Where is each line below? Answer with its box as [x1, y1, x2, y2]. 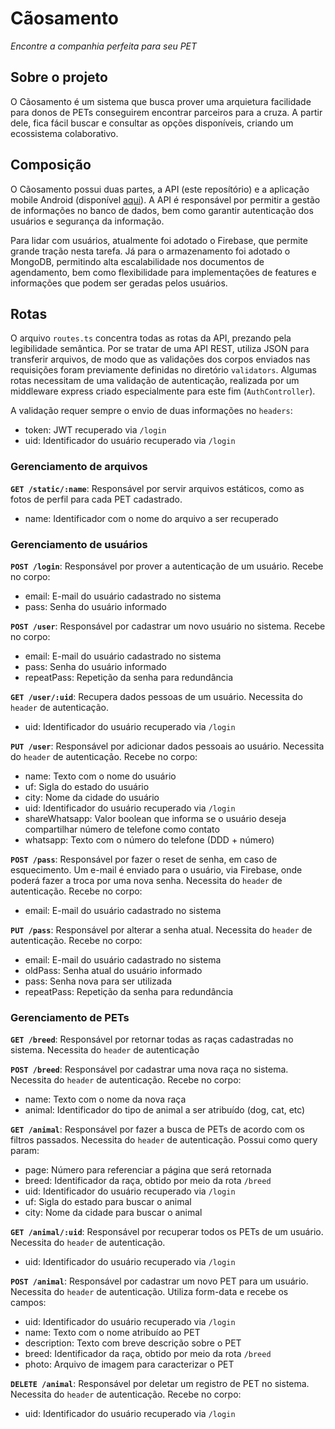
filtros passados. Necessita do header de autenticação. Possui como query [10, 1134, 318, 1146]
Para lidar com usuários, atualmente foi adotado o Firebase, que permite [10, 234, 308, 246]
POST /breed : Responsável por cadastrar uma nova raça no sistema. [10, 1063, 289, 1076]
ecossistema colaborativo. [10, 127, 119, 139]
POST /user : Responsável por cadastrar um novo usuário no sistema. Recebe [10, 620, 326, 632]
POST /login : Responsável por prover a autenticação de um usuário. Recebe [10, 560, 324, 572]
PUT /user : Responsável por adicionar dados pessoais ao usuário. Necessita [10, 740, 325, 752]
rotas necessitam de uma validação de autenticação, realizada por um [10, 375, 300, 387]
